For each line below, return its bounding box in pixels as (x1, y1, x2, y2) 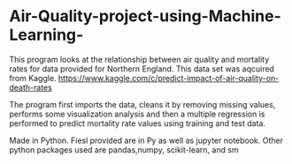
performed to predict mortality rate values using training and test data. (9, 117, 265, 129)
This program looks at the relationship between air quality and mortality (9, 54, 270, 64)
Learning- (9, 25, 84, 45)
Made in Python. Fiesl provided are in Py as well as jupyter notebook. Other (9, 135, 284, 145)
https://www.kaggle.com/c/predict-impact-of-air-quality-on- (58, 72, 280, 83)
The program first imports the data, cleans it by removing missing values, (9, 99, 276, 109)
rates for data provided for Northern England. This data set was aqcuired (9, 63, 274, 74)
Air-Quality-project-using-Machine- (9, 6, 281, 26)
